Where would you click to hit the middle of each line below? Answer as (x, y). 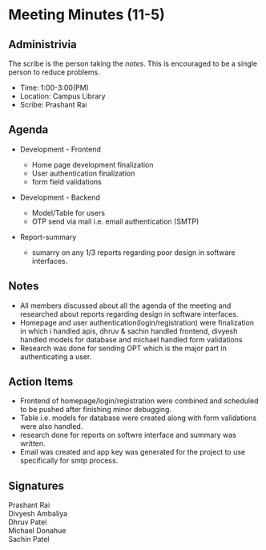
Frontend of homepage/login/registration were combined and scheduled (139, 401)
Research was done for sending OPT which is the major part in (123, 348)
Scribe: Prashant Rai (53, 105)
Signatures (36, 485)
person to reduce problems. (54, 72)
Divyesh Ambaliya (38, 514)
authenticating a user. (56, 356)
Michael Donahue (37, 531)
